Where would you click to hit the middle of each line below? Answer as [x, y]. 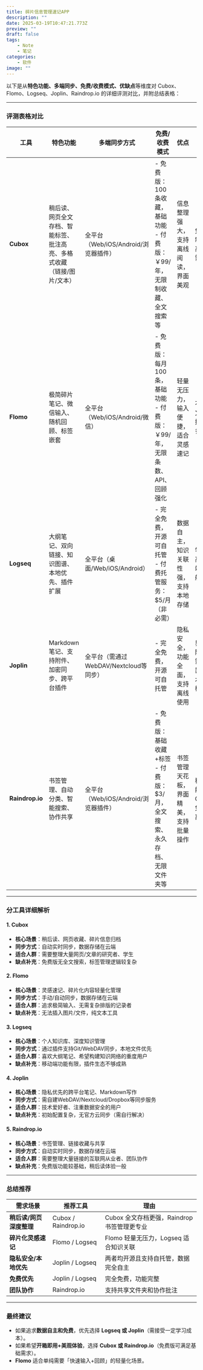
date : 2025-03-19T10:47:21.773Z [47, 23]
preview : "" [21, 29]
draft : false [23, 34]
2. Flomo [18, 976]
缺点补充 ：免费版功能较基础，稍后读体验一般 [71, 1166]
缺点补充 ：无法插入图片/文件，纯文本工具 [66, 1013]
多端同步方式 [117, 143]
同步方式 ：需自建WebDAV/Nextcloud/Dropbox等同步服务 [85, 1100]
